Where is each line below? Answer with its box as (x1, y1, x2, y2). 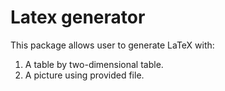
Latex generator (10, 6, 146, 29)
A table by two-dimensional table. (24, 58, 164, 70)
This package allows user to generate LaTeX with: (10, 39, 215, 51)
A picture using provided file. (24, 69, 145, 81)
